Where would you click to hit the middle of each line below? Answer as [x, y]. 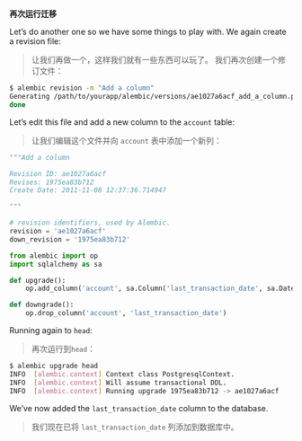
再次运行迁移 [33, 14]
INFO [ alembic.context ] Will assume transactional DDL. [118, 383]
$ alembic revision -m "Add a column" [82, 88]
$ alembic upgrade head [54, 366]
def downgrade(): [42, 305]
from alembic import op [54, 256]
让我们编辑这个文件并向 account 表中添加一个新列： [126, 140]
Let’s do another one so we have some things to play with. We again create [148, 32]
